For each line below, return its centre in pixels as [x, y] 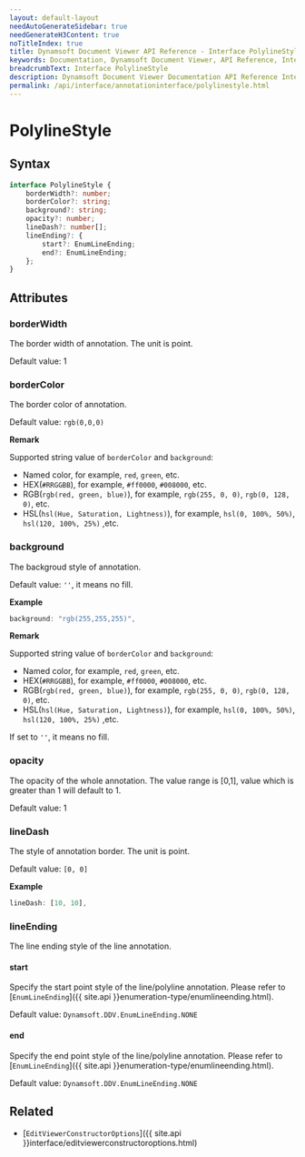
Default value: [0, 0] [49, 869]
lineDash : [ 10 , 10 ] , [49, 903]
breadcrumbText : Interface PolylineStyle [89, 69]
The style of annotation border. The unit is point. [100, 851]
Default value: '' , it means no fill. [71, 584]
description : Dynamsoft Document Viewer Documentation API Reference [144, 77]
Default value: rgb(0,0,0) [57, 422]
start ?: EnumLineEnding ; [89, 244]
